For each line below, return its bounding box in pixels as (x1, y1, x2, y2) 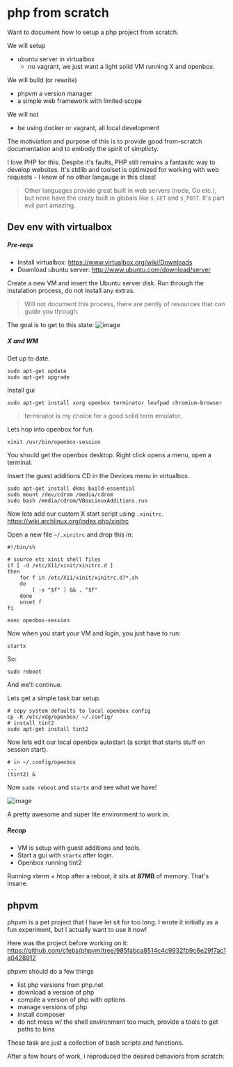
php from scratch (7, 5, 109, 21)
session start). (7, 745, 49, 754)
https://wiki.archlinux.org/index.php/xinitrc (7, 517, 129, 525)
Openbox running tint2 (17, 858, 82, 867)
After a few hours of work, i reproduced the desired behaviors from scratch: (7, 1052, 225, 1061)
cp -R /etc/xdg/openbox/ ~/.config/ (7, 713, 113, 721)
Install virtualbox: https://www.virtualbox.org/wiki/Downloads (17, 258, 193, 267)
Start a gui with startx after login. (17, 851, 114, 860)
